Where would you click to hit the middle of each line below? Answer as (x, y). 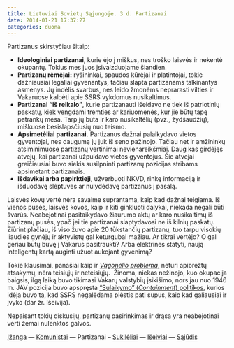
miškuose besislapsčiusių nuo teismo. (72, 127)
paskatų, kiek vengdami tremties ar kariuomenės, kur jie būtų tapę (112, 112)
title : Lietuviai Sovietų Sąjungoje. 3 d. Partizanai (87, 14)
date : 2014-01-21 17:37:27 (46, 20)
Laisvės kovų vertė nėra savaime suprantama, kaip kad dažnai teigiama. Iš (114, 200)
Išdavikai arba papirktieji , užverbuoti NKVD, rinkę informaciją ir (109, 179)
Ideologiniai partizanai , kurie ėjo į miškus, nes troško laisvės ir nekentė (120, 60)
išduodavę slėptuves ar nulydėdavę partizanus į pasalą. (97, 187)
